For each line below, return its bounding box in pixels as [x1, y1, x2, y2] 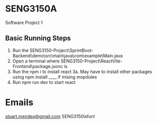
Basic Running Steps [5, 34, 71, 42]
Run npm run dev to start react [12, 79, 76, 85]
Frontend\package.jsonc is [12, 63, 67, 69]
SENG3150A [5, 3, 57, 14]
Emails [5, 96, 33, 108]
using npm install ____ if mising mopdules [12, 73, 97, 80]
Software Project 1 [5, 19, 43, 25]
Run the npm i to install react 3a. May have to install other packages [12, 68, 152, 74]
